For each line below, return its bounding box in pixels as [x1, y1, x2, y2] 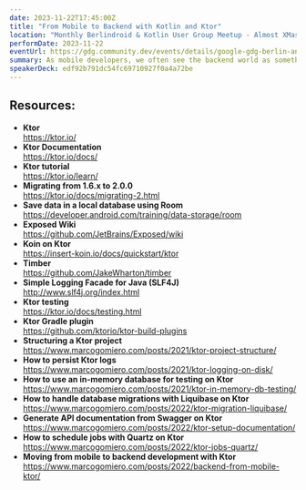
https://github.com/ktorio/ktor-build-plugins [22, 325, 188, 336]
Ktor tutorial [22, 160, 70, 171]
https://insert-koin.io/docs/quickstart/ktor [22, 248, 179, 259]
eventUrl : [9, 47, 47, 56]
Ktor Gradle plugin [22, 315, 94, 326]
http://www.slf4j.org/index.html [22, 286, 140, 297]
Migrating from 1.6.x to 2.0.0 [22, 179, 134, 191]
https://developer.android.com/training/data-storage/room [22, 209, 242, 219]
